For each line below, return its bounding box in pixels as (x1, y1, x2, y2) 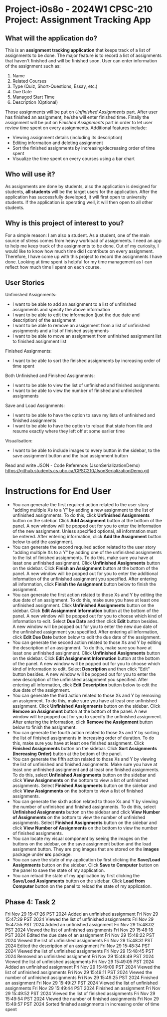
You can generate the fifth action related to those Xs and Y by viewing (12, 756, 157, 762)
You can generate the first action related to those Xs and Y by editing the (12, 592, 163, 598)
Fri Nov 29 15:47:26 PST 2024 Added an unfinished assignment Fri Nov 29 (5, 911, 159, 917)
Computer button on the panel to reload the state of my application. (12, 883, 152, 889)
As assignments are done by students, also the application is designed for (5, 183, 157, 189)
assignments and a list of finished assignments (12, 328, 109, 334)
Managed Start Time (12, 94, 55, 100)
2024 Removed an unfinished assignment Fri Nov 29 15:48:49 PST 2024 (5, 954, 154, 960)
